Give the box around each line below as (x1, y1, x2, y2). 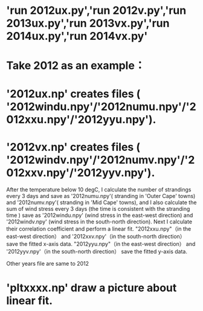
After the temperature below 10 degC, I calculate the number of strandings (6, 185, 192, 193)
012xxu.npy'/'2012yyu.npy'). (6, 112, 156, 126)
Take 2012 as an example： (6, 59, 146, 72)
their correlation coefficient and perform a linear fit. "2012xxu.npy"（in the (6, 225, 192, 232)
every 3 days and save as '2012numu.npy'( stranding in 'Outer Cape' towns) (6, 192, 196, 199)
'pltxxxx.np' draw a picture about (6, 281, 177, 295)
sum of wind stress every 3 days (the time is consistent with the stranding (6, 205, 190, 212)
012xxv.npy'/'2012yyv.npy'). (6, 165, 155, 179)
